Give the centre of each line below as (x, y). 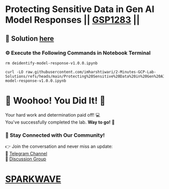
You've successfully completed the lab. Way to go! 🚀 (60, 122)
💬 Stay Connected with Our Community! (55, 135)
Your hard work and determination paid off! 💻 (53, 115)
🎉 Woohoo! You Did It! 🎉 (55, 101)
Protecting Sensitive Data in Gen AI (80, 9)
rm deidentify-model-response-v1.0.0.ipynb (52, 63)
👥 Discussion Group (26, 159)
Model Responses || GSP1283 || (72, 20)
